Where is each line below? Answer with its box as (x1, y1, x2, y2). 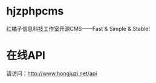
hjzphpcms (6, 4, 64, 18)
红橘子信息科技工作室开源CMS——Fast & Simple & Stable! (6, 25, 150, 32)
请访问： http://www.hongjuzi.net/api (6, 70, 97, 77)
